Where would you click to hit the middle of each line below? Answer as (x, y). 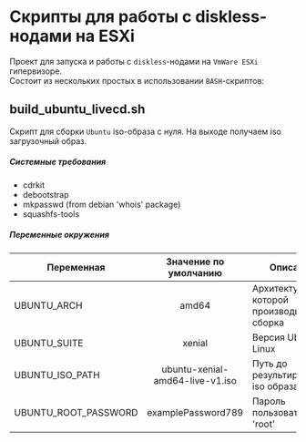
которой (270, 300)
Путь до (270, 364)
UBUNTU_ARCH (48, 305)
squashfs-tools (51, 214)
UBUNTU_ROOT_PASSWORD (76, 412)
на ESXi (105, 36)
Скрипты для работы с (101, 17)
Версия (268, 337)
